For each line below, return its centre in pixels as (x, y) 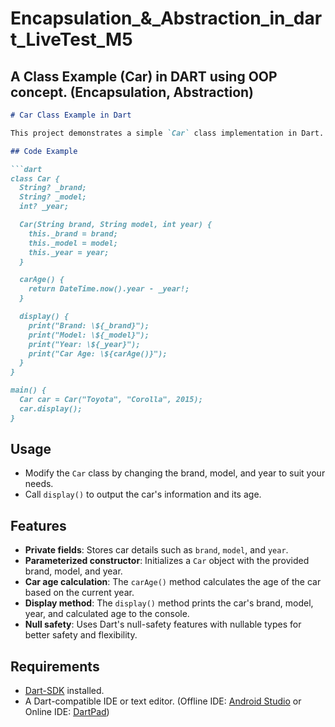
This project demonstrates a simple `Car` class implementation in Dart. (167, 133)
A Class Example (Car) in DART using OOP (144, 76)
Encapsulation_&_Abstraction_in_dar (166, 18)
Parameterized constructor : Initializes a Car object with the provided (167, 561)
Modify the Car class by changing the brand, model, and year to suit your (175, 473)
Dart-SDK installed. (64, 691)
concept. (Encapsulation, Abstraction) (132, 92)
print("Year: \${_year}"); (84, 344)
